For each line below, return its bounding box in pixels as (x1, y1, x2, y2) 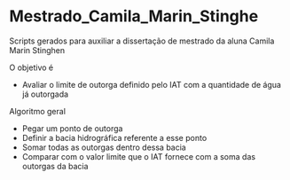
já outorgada (21, 89, 69, 99)
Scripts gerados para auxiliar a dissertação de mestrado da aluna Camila (9, 35, 275, 46)
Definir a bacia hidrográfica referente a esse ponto (21, 132, 208, 143)
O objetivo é (9, 62, 54, 73)
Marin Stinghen (9, 44, 66, 55)
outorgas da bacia (21, 160, 89, 171)
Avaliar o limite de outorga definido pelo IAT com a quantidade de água (21, 79, 282, 90)
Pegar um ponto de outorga (21, 122, 123, 134)
